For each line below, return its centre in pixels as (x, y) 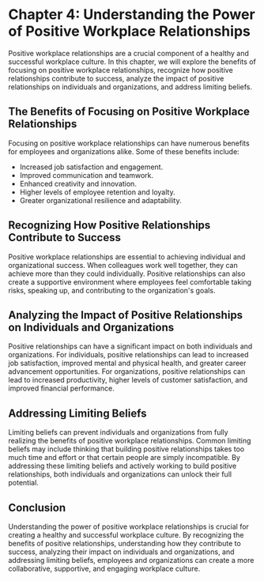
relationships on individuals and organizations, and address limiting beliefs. (130, 87)
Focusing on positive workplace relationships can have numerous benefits (129, 143)
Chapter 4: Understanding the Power (132, 15)
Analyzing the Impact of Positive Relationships (126, 315)
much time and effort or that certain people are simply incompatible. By (124, 458)
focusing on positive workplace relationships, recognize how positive (121, 70)
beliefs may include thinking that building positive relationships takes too (126, 449)
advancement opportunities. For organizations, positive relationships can (127, 372)
